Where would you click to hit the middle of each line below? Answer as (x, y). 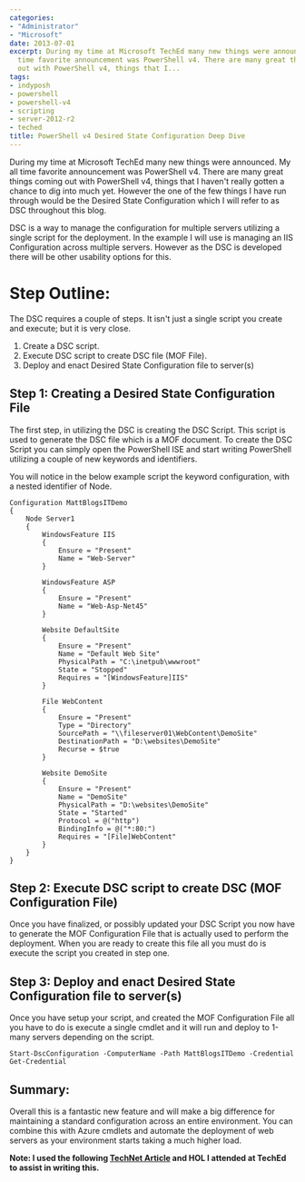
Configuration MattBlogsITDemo (69, 502)
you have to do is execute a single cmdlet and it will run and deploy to (140, 1028)
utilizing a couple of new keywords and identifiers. (103, 459)
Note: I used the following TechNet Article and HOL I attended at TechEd (148, 1158)
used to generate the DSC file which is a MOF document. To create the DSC (151, 439)
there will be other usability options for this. (90, 256)
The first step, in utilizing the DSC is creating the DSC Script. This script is (148, 430)
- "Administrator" (44, 26)
